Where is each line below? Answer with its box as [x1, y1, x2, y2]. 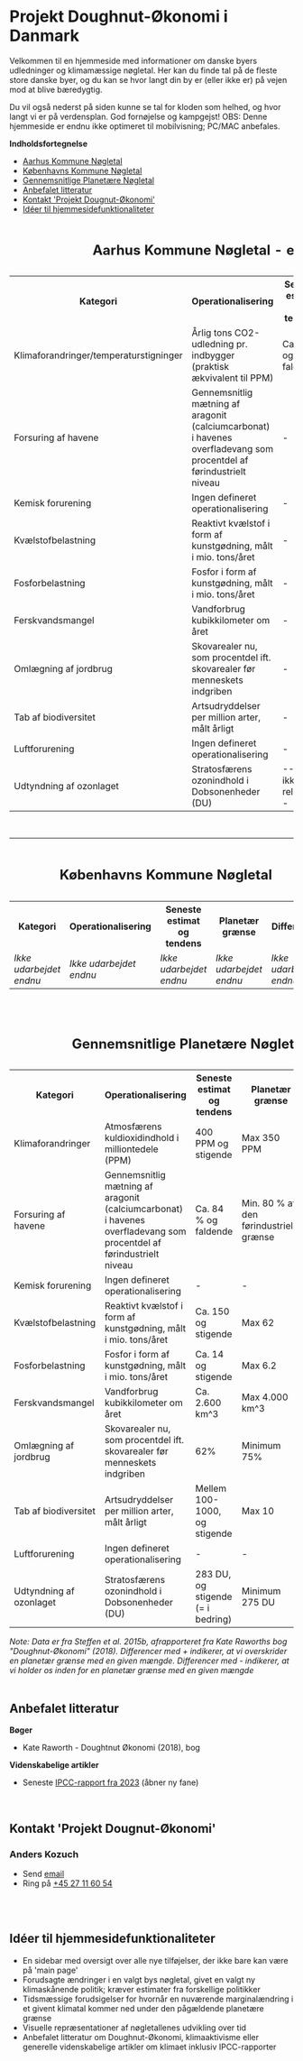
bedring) [195, 1613, 233, 1625]
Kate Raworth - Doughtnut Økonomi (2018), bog [22, 1743, 201, 1753]
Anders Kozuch [9, 1847, 79, 1860]
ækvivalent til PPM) [191, 372, 274, 384]
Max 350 [242, 1132, 280, 1145]
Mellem [195, 1482, 227, 1495]
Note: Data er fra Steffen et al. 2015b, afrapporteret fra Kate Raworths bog [9, 1636, 288, 1647]
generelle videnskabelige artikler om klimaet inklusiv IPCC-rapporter [22, 2041, 277, 2052]
